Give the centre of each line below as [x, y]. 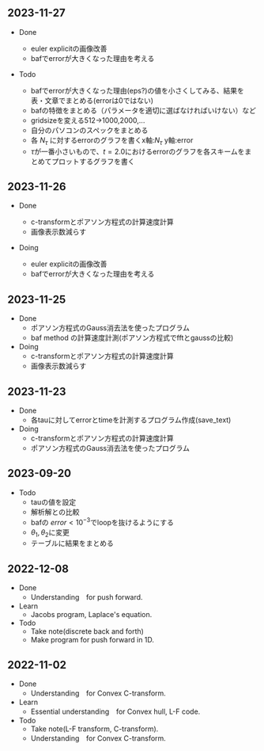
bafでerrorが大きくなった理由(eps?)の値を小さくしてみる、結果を [137, 90]
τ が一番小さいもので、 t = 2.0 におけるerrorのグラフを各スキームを [138, 151]
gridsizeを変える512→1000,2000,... [88, 120]
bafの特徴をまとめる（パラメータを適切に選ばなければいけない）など [143, 110]
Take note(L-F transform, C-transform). [94, 729]
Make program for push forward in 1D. [92, 640]
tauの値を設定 [53, 501]
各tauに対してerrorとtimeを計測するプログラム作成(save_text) [131, 420]
